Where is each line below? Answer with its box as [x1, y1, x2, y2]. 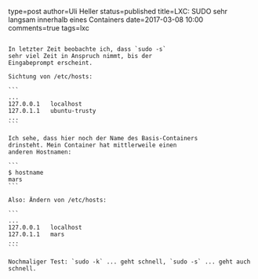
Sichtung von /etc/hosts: [8, 73, 93, 81]
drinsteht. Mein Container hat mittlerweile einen [8, 141, 177, 149]
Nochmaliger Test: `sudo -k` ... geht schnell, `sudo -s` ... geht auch [8, 258, 251, 266]
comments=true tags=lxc [8, 24, 90, 32]
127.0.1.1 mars [8, 230, 65, 238]
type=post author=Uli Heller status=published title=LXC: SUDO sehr [8, 7, 228, 16]
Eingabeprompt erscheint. [8, 59, 93, 67]
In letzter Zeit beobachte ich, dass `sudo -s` [8, 45, 167, 53]
